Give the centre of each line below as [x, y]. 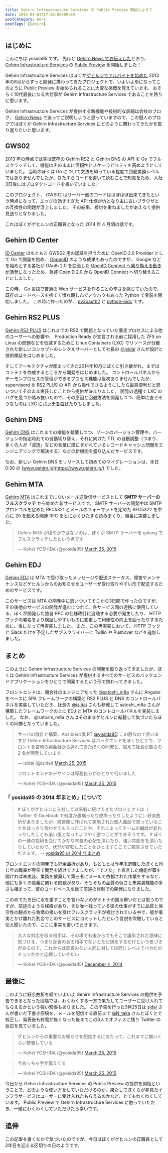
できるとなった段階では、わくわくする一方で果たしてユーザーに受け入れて [86, 1000]
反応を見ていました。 [27, 1025]
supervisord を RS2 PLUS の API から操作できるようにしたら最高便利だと [81, 385]
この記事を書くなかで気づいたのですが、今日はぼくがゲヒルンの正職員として [84, 1139]
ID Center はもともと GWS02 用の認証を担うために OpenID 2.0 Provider [79, 253]
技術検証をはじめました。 [32, 355]
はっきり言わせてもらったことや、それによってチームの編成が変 [92, 828]
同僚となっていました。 [38, 723]
